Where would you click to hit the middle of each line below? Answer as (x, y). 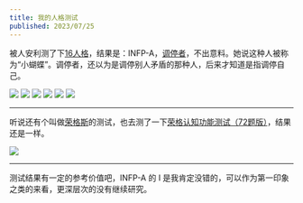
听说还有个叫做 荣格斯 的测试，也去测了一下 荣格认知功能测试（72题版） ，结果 (150, 122)
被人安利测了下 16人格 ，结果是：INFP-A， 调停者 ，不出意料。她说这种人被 (145, 53)
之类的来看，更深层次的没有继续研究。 (80, 189)
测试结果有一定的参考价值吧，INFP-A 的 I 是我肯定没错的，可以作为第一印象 (150, 178)
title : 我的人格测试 (44, 18)
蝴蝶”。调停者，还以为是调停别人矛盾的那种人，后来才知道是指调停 (153, 64)
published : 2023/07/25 (52, 26)
